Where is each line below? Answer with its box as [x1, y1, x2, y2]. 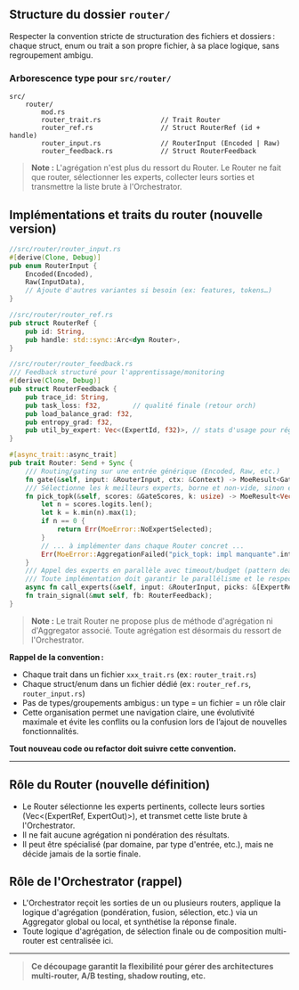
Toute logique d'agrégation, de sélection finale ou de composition [21, 926, 264, 937]
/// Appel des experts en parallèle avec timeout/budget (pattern [25, 566, 277, 576]
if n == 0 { [41, 517, 86, 526]
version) [9, 221, 57, 236]
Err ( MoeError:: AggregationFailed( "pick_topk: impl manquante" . [41, 550, 280, 559]
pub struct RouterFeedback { [9, 385, 117, 394]
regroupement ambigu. [9, 49, 93, 61]
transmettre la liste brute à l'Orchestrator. [30, 182, 182, 192]
